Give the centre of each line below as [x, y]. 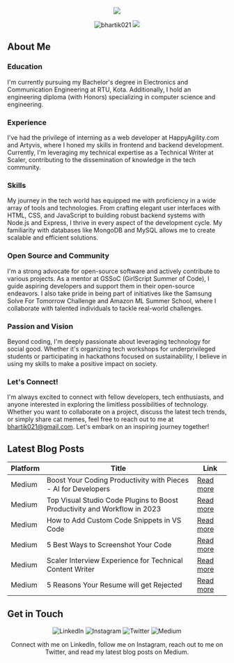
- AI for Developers [78, 488]
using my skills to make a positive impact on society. [83, 363]
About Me [29, 47]
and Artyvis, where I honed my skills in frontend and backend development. [116, 145]
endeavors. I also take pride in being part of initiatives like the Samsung [110, 293]
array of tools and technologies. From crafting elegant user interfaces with [114, 208]
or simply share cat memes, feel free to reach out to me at [91, 419]
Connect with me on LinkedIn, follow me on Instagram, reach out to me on [117, 644]
